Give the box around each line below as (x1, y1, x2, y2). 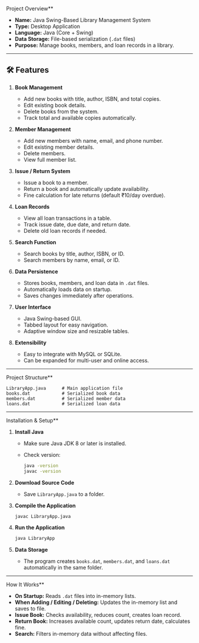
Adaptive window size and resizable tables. (23, 327, 129, 334)
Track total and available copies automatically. (23, 114, 136, 121)
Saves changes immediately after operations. (23, 292, 134, 299)
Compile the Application (14, 502, 76, 509)
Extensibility (14, 339, 47, 346)
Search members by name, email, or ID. (23, 256, 120, 263)
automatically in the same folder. (23, 564, 104, 571)
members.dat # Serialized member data (6, 395, 126, 402)
